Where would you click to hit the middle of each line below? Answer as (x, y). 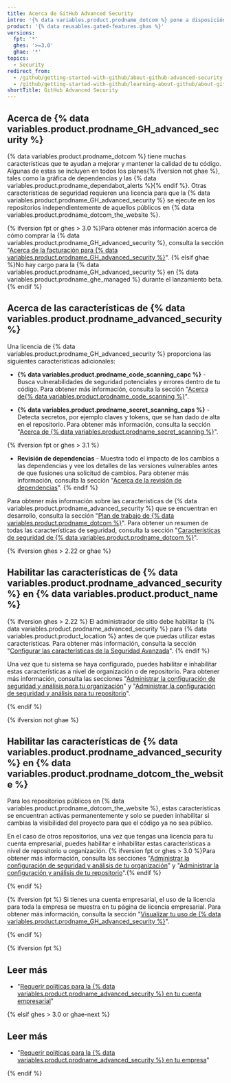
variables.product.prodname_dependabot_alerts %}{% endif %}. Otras (107, 185)
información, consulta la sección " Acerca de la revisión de (99, 480)
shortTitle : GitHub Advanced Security (63, 90)
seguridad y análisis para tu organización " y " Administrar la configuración (111, 686)
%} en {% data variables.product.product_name (113, 594)
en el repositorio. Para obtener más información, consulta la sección (114, 424)
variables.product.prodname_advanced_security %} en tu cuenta (109, 994)
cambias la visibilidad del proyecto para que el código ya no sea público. (110, 823)
